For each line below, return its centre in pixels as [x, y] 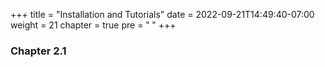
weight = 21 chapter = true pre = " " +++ [93, 25]
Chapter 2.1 [38, 51]
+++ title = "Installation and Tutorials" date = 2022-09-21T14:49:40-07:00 [162, 14]
